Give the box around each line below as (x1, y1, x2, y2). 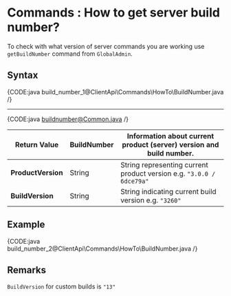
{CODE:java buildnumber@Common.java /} (7, 115, 129, 123)
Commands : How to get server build (7, 5, 220, 21)
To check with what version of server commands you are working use (7, 42, 205, 50)
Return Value (14, 140, 59, 149)
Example (7, 219, 45, 231)
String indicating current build (120, 187, 217, 196)
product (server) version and (122, 140, 219, 149)
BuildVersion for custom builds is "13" (7, 282, 115, 290)
